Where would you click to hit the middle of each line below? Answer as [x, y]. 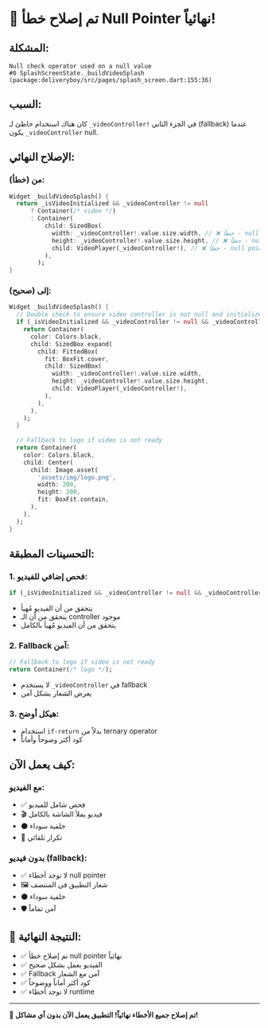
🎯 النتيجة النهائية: [45, 936]
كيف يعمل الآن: [42, 764]
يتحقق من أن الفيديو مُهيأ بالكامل [68, 625]
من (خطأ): [27, 180]
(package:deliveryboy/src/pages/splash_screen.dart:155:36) [111, 80]
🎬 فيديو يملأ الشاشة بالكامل [61, 814]
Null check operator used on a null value [80, 66]
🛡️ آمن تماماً [38, 909]
